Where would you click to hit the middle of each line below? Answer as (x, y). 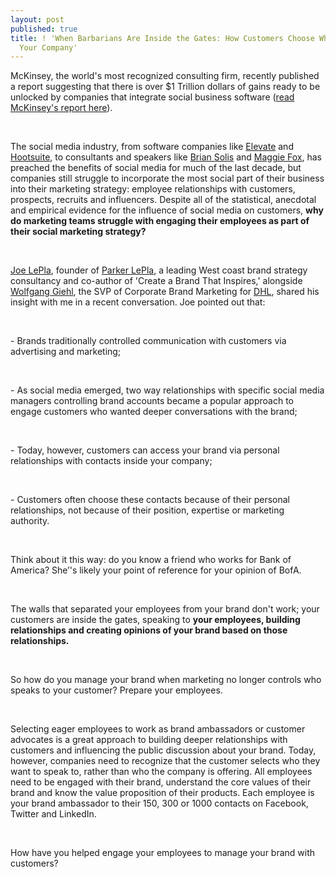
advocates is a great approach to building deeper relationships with (149, 740)
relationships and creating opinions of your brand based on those (149, 630)
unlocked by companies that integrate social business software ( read (152, 97)
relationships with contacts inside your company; (111, 461)
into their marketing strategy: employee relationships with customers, (153, 189)
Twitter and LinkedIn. (53, 814)
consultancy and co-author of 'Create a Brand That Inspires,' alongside (156, 281)
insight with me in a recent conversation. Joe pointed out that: (138, 302)
